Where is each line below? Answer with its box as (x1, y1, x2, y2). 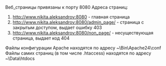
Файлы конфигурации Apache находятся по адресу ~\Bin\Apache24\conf (5, 45, 161, 50)
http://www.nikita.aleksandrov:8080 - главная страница (12, 14, 130, 19)
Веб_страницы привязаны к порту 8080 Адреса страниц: (5, 4, 128, 10)
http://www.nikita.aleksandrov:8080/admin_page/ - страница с (12, 19, 144, 25)
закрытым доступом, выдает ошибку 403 (12, 24, 102, 30)
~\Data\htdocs (5, 55, 35, 61)
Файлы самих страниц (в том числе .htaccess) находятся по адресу (5, 50, 151, 56)
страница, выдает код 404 (12, 35, 70, 41)
